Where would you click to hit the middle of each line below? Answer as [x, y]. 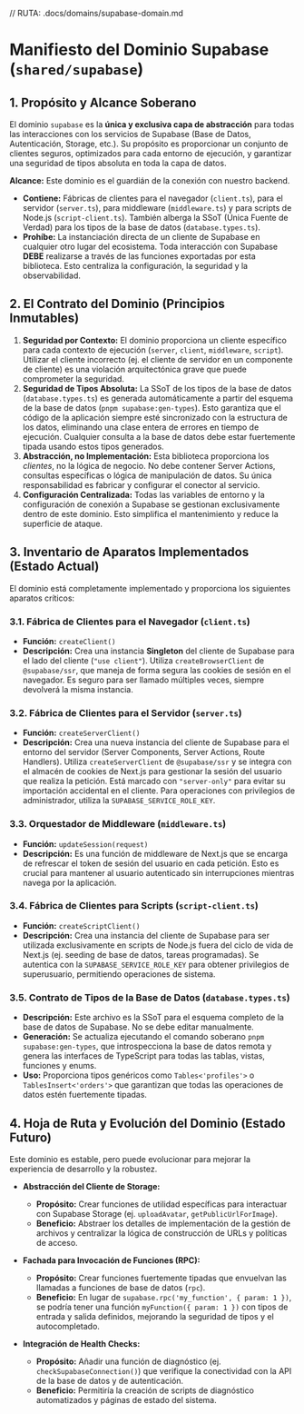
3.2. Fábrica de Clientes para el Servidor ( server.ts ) [126, 712]
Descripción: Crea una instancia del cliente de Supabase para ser [146, 935]
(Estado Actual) [54, 567]
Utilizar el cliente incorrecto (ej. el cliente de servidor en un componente [157, 359]
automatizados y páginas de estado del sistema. [126, 1399]
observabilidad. [52, 275]
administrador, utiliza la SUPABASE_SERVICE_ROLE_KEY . [119, 801]
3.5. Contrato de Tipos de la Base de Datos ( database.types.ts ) [150, 997]
